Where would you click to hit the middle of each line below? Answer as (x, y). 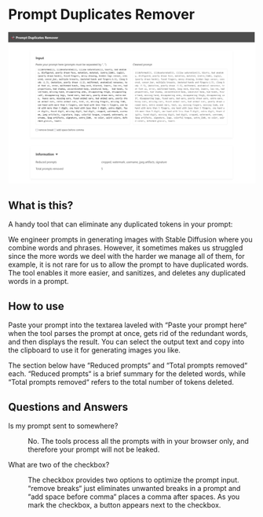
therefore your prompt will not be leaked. (94, 449)
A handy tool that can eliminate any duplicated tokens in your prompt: (121, 224)
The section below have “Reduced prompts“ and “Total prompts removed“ (128, 366)
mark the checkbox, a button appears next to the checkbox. (124, 504)
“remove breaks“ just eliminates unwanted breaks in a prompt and (134, 488)
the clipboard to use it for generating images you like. (94, 350)
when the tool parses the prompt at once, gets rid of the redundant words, (128, 334)
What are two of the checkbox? (59, 464)
